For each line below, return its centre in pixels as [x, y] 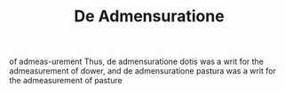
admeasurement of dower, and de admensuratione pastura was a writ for [143, 71]
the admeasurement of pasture [66, 81]
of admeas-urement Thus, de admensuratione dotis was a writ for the [137, 62]
